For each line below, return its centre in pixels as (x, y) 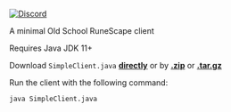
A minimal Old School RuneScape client (82, 31)
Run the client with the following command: (89, 83)
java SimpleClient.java (54, 99)
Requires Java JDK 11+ (51, 48)
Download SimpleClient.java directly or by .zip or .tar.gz (115, 65)
